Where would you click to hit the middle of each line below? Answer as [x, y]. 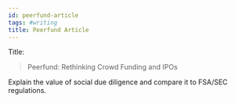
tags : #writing [33, 23]
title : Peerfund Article [49, 30]
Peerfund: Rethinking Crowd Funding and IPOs [102, 67]
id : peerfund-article [43, 15]
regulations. [27, 91]
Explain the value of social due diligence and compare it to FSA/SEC [118, 82]
